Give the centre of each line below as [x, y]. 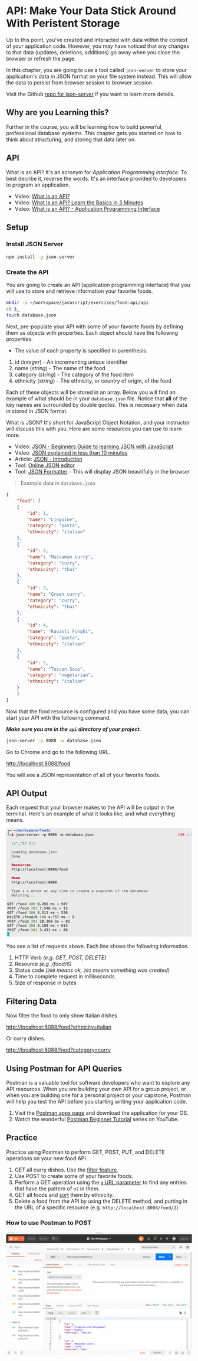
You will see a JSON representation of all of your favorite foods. [83, 775]
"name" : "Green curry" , [56, 595]
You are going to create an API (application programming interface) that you [98, 285]
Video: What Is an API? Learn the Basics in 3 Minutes [79, 203]
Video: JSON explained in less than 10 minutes [71, 453]
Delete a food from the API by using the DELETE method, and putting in [101, 1201]
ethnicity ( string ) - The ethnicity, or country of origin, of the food [93, 381]
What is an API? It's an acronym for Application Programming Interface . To [97, 172]
